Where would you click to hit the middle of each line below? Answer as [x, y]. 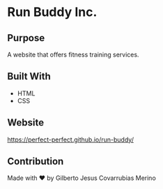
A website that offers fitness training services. [73, 54]
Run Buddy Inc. [52, 12]
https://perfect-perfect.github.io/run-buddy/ [71, 139]
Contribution [36, 161]
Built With [29, 76]
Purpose [26, 38]
